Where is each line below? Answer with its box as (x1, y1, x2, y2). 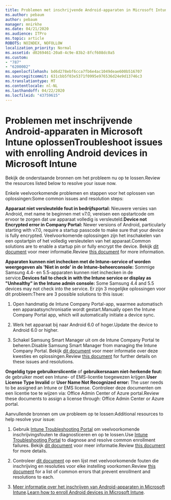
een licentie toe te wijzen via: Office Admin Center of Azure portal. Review (5, 390, 159, 397)
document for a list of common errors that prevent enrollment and (12, 468, 151, 475)
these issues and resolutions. (12, 359, 74, 365)
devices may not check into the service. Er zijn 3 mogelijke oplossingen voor (5, 286, 166, 292)
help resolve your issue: (5, 416, 55, 423)
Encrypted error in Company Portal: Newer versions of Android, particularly (5, 222, 166, 228)
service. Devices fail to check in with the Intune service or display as (5, 275, 152, 281)
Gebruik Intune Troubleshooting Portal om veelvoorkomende (12, 426, 140, 432)
